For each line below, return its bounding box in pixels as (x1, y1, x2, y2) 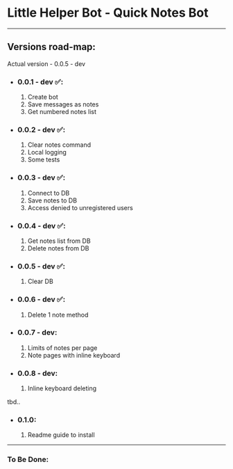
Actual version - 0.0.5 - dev (7, 59, 85, 67)
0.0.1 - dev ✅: (17, 77, 64, 86)
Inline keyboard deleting (27, 384, 97, 392)
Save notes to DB (27, 196, 78, 205)
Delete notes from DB (27, 244, 89, 252)
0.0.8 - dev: (17, 368, 58, 378)
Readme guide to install (27, 431, 95, 439)
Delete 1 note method (27, 310, 89, 319)
